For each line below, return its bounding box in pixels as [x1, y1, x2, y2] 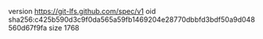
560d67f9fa [8, 23, 48, 32]
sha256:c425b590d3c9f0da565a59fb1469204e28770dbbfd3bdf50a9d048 [8, 15, 256, 24]
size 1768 [48, 23, 79, 32]
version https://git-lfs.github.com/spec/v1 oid [8, 7, 157, 16]
